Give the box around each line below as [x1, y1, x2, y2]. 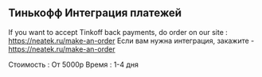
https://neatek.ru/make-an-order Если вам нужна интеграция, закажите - [8, 36, 255, 45]
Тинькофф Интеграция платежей [8, 6, 182, 20]
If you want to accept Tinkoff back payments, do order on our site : [8, 27, 229, 37]
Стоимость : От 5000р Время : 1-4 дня [8, 60, 139, 69]
